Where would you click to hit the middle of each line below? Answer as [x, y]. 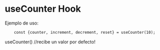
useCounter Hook [43, 9]
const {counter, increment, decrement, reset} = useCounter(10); [85, 32]
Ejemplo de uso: [22, 23]
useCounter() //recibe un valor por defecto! [50, 42]
